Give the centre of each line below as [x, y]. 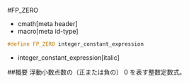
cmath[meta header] [47, 24]
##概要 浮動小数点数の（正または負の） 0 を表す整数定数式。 [97, 72]
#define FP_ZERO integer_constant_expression [75, 44]
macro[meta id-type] [48, 31]
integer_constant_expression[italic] [69, 57]
